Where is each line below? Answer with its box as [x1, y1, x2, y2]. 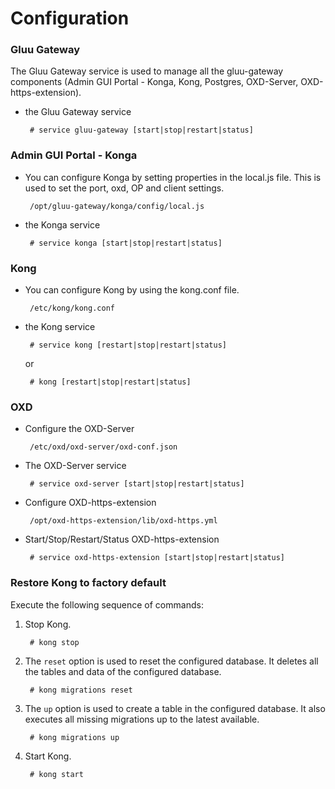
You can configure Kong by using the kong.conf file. [24, 284, 240, 296]
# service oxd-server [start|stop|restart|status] [29, 479, 245, 489]
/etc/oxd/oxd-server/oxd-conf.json [29, 442, 178, 452]
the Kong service [24, 321, 96, 333]
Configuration [10, 7, 130, 30]
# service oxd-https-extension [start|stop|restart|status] [29, 553, 286, 563]
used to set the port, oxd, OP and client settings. [24, 182, 225, 194]
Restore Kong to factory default [10, 576, 167, 590]
